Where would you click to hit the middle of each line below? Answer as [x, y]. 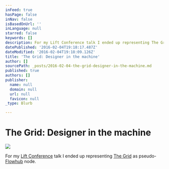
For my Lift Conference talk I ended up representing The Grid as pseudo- [81, 156]
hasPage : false [21, 15]
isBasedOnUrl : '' [23, 24]
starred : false [21, 33]
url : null [20, 94]
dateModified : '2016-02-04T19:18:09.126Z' [50, 52]
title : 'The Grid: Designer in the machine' [53, 57]
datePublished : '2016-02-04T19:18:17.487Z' [52, 47]
